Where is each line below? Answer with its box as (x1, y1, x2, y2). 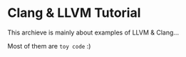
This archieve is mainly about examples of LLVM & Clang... (7, 28, 180, 37)
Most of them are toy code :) (7, 42, 91, 50)
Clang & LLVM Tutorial (7, 5, 141, 21)
